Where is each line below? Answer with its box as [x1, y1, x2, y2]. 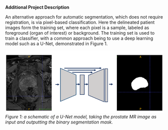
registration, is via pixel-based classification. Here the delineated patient [5, 20, 155, 25]
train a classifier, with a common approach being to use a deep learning [5, 35, 153, 41]
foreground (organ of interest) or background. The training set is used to [5, 30, 155, 36]
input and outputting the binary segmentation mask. [5, 119, 113, 125]
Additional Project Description [5, 5, 69, 10]
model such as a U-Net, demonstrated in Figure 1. [5, 41, 108, 47]
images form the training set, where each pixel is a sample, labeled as [5, 25, 149, 31]
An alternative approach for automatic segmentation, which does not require [5, 14, 163, 20]
